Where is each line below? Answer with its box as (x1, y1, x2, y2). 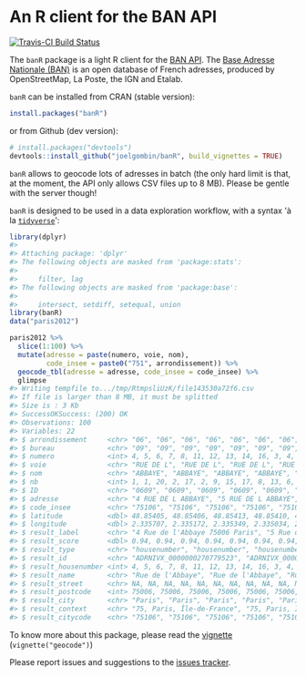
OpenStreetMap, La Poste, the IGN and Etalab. (9, 73, 184, 84)
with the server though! (9, 187, 97, 198)
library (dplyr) (9, 232, 67, 241)
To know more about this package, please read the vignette (9, 629, 233, 640)
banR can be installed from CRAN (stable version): (9, 91, 196, 102)
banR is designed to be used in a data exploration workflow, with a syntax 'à (9, 205, 291, 216)
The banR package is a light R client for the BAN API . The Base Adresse (9, 54, 275, 65)
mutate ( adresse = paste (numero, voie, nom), (17, 350, 189, 359)
